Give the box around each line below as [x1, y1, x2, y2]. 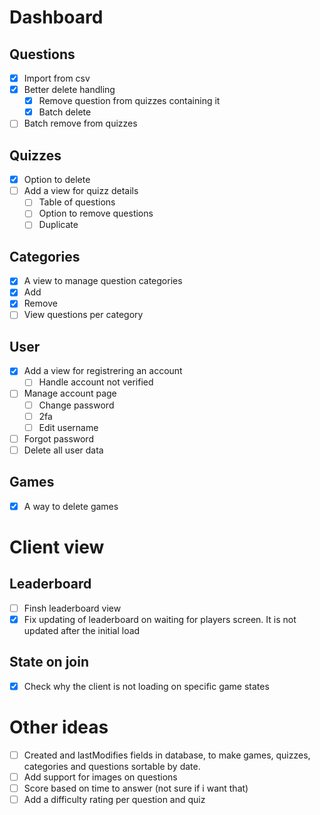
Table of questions [38, 196, 116, 208]
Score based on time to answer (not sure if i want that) [23, 782, 249, 794]
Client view [9, 536, 105, 558]
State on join [9, 654, 89, 671]
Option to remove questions [38, 207, 154, 220]
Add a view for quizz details [23, 185, 139, 197]
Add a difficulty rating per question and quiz [23, 793, 206, 805]
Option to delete [23, 174, 91, 186]
